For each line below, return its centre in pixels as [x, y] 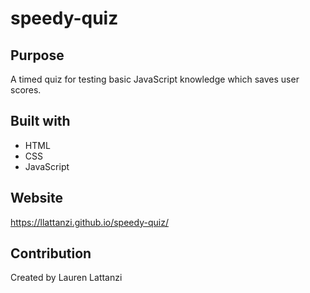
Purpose [37, 55]
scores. [26, 90]
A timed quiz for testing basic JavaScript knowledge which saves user [155, 79]
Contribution [51, 253]
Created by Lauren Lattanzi [66, 278]
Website [36, 198]
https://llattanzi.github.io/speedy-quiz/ [89, 222]
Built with [40, 121]
